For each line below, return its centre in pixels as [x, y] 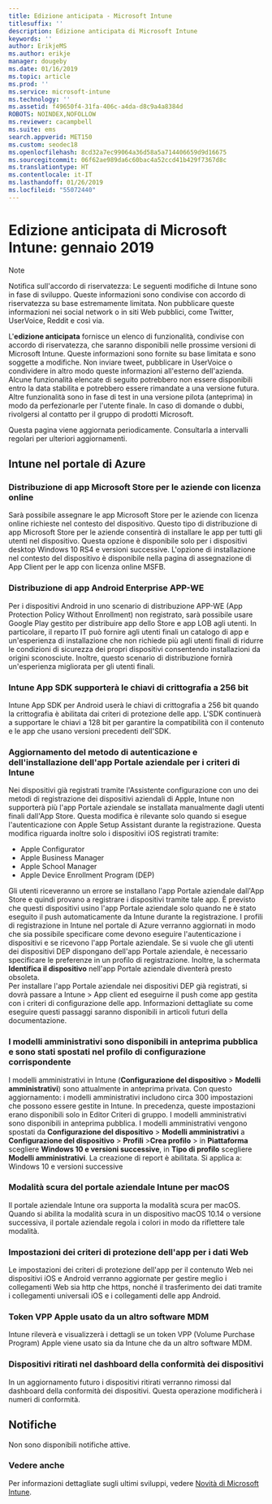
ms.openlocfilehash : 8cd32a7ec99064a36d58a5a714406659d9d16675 [118, 152]
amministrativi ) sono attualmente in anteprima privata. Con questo [121, 1088]
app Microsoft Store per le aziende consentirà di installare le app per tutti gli [135, 532]
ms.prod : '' [28, 84]
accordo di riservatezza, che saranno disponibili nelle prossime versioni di [132, 345]
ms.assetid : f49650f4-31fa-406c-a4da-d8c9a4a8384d [96, 107]
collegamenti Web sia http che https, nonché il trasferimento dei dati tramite [135, 1288]
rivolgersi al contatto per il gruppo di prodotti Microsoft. [101, 414]
